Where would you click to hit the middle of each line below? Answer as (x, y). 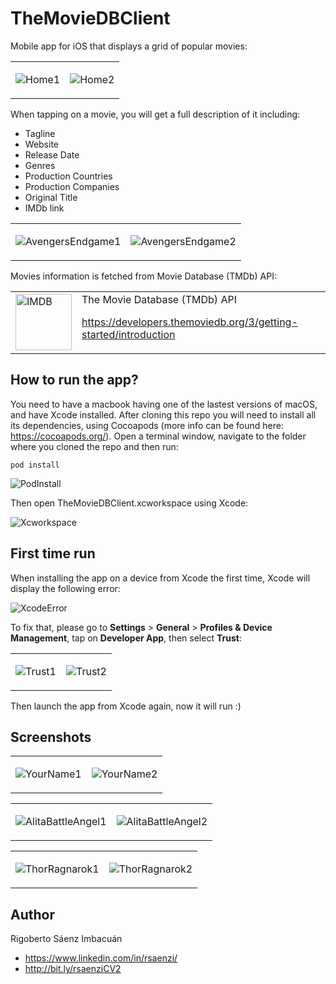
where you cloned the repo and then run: (94, 446)
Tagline (40, 133)
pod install (35, 465)
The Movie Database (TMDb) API (159, 299)
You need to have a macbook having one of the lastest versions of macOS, (164, 404)
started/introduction (128, 334)
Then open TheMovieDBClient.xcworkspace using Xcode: (129, 503)
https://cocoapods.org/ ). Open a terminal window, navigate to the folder (158, 436)
